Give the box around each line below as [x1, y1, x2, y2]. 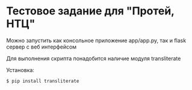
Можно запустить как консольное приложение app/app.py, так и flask [6, 37, 187, 44]
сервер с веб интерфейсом [6, 43, 77, 50]
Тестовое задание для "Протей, [6, 4, 175, 18]
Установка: [6, 66, 35, 73]
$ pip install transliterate [6, 78, 79, 84]
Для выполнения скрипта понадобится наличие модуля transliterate [6, 55, 181, 62]
